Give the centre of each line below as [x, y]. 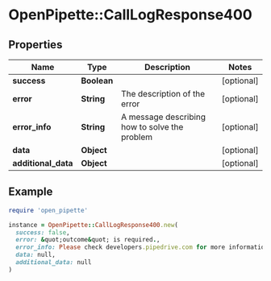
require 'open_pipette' [48, 210]
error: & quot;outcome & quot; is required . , [88, 240]
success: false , [43, 232]
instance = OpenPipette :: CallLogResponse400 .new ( [94, 225]
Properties [35, 45]
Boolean [97, 81]
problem [137, 137]
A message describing [163, 117]
